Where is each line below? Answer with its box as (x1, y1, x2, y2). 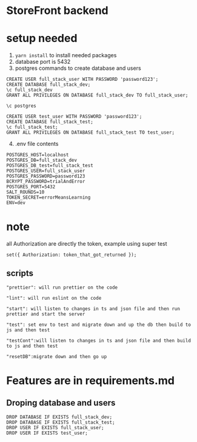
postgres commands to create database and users (15, 64, 141, 72)
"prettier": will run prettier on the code (6, 284, 118, 291)
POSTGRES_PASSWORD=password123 (6, 173, 85, 179)
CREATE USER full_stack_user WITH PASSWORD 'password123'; (6, 77, 159, 83)
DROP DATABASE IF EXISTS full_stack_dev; (6, 414, 113, 420)
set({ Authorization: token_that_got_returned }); (6, 252, 137, 258)
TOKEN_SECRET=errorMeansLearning (6, 195, 91, 201)
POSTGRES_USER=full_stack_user (6, 168, 85, 174)
